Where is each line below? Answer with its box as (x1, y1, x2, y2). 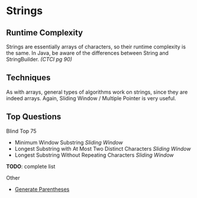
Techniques (6, 72, 51, 83)
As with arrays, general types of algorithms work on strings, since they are (6, 88, 188, 95)
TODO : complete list (6, 163, 56, 170)
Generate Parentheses (14, 186, 70, 193)
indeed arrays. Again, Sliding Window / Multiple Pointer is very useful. (6, 94, 176, 101)
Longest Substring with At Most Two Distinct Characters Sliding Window (14, 145, 191, 152)
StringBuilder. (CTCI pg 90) (6, 56, 73, 62)
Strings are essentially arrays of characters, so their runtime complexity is (6, 43, 186, 50)
